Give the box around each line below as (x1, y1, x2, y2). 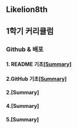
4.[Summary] (6, 103, 40, 110)
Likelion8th (6, 5, 48, 15)
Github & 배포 (6, 45, 44, 53)
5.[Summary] (6, 116, 39, 123)
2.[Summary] (6, 89, 39, 96)
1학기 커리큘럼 (6, 26, 54, 36)
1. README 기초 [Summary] (6, 61, 72, 68)
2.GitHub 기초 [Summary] (6, 75, 67, 82)
